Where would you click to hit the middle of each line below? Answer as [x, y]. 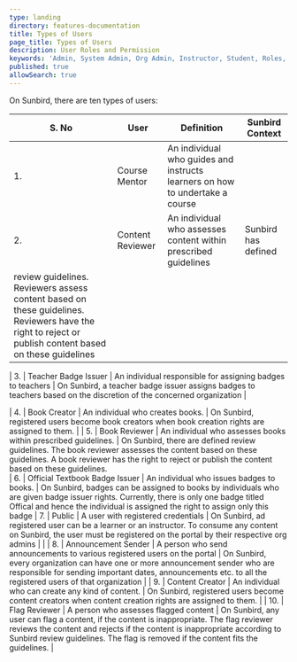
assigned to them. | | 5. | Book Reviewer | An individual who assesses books [148, 431]
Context [264, 133]
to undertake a [198, 192]
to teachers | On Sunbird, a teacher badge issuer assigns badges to [132, 386]
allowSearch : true [43, 75]
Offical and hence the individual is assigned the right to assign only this [139, 506]
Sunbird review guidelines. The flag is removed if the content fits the [133, 638]
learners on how [201, 181]
